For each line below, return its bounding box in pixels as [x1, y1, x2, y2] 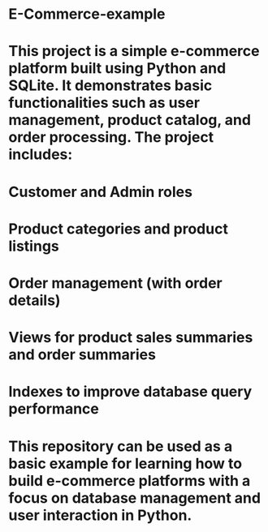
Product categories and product [8, 220, 229, 238]
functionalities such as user [8, 94, 201, 112]
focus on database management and [8, 488, 262, 507]
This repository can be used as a [8, 437, 233, 455]
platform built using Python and [8, 59, 227, 78]
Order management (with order [8, 273, 223, 292]
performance [8, 400, 99, 418]
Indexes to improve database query [8, 383, 253, 401]
